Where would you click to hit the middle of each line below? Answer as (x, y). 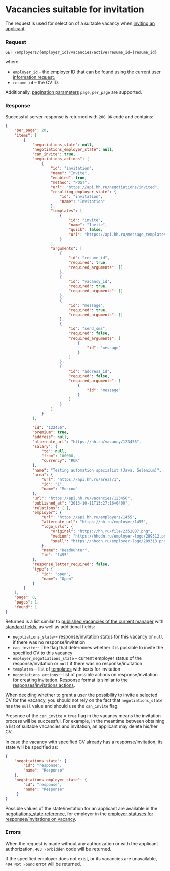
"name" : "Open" (57, 579)
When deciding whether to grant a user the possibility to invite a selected (81, 695)
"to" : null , (54, 451)
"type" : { (42, 569)
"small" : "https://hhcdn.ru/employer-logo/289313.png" (109, 541)
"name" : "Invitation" (82, 202)
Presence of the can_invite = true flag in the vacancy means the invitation (83, 715)
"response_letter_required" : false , (71, 564)
